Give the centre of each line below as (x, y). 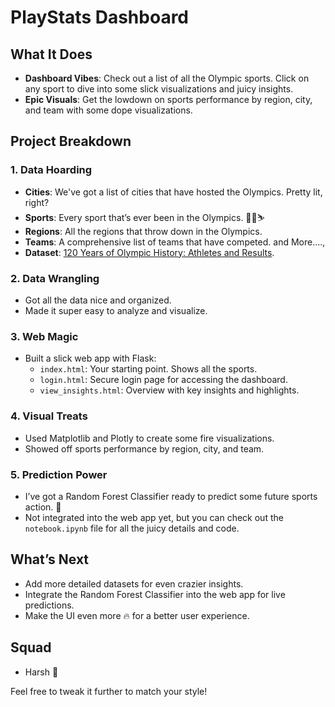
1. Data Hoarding (51, 170)
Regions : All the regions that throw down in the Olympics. (143, 231)
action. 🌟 (43, 507)
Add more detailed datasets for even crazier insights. (134, 583)
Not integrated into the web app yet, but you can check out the (154, 517)
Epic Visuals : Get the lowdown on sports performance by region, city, (168, 99)
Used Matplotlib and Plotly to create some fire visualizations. (149, 438)
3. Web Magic (44, 336)
